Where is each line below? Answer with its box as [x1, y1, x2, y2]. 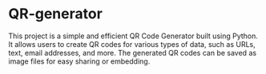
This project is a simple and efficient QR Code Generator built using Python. [8, 31, 259, 41]
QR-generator [8, 5, 103, 23]
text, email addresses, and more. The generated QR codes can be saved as [8, 48, 257, 57]
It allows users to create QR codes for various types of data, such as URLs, [8, 39, 256, 49]
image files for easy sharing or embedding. [8, 56, 151, 66]
